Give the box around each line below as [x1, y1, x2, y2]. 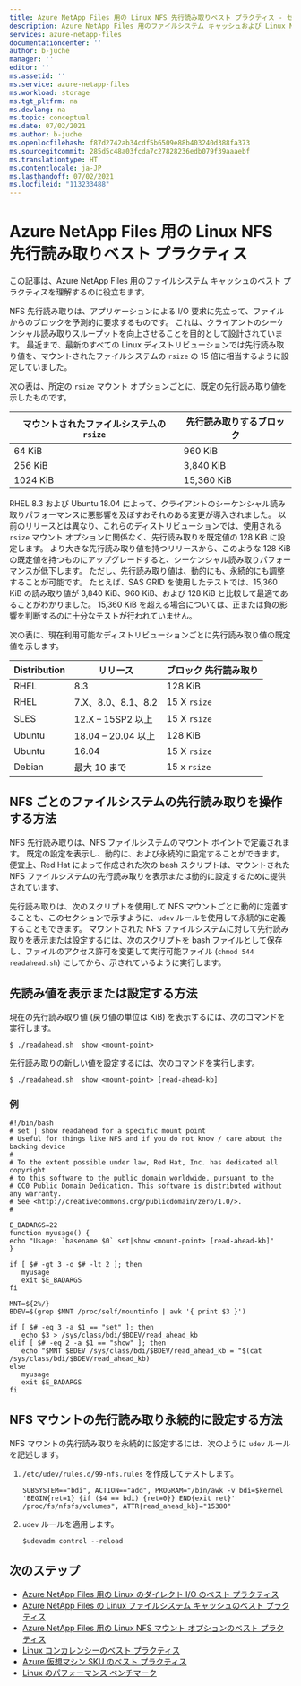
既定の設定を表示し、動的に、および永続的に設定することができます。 [26, 847, 285, 858]
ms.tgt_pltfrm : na [9, 96, 78, 106]
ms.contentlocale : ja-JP [9, 163, 102, 172]
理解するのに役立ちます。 [56, 286, 150, 297]
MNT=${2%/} [9, 1299, 50, 1308]
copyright [9, 1165, 47, 1174]
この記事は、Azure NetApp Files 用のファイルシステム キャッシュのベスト [9, 276, 282, 286]
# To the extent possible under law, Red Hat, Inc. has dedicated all [9, 1157, 279, 1167]
